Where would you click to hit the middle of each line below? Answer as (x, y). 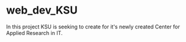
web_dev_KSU (42, 10)
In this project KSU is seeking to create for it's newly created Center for (93, 27)
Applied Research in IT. (34, 33)
